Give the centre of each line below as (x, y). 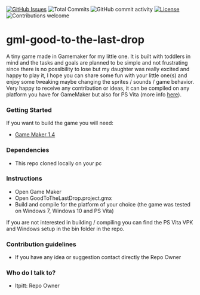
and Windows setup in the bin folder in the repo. (65, 229)
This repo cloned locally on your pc (58, 163)
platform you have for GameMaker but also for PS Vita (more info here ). (94, 94)
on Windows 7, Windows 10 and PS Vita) (64, 211)
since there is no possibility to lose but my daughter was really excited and (98, 69)
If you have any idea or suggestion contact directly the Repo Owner (98, 257)
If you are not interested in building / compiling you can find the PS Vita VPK (100, 222)
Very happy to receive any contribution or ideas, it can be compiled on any (98, 88)
